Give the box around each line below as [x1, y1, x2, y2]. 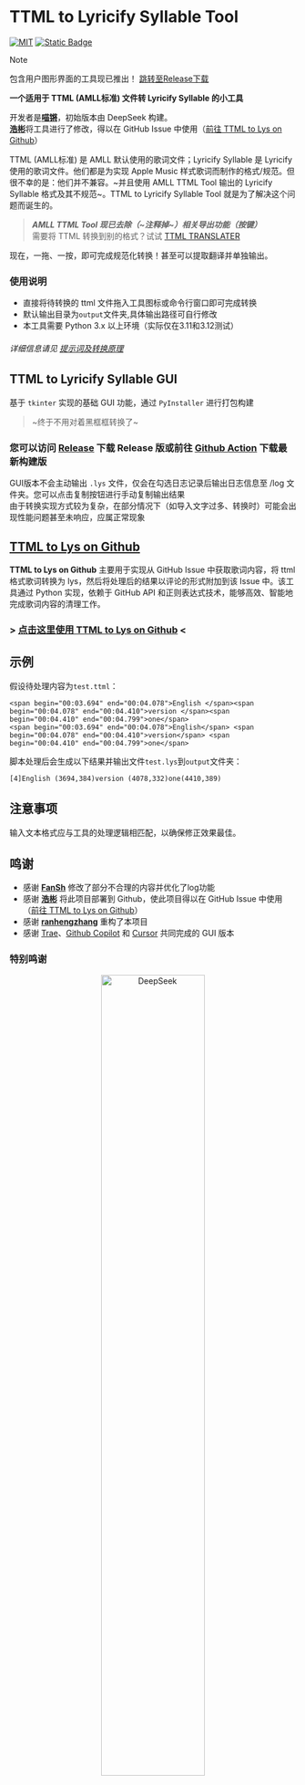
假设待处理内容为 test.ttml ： [9, 680, 118, 691]
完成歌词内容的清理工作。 [9, 598, 106, 609]
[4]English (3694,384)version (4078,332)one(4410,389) [9, 774, 222, 783]
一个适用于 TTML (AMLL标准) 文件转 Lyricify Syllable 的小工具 [9, 92, 244, 103]
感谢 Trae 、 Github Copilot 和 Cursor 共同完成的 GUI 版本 [22, 928, 235, 939]
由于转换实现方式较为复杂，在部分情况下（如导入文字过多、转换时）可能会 [9, 500, 289, 512]
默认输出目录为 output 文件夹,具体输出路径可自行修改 [22, 308, 218, 320]
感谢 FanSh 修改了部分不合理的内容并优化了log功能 [22, 882, 216, 893]
